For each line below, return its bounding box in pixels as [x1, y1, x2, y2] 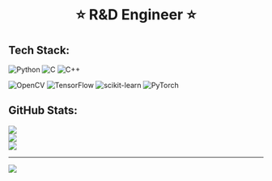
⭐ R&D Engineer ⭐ [75, 6, 197, 24]
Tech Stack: [8, 43, 70, 57]
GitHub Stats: [8, 103, 79, 117]
